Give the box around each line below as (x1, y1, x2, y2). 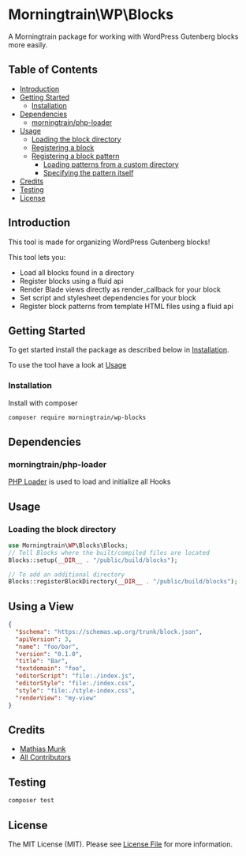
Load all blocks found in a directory (19, 267, 135, 277)
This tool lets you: (8, 252, 66, 262)
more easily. (8, 40, 48, 49)
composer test (8, 797, 55, 805)
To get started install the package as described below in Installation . (8, 345, 229, 355)
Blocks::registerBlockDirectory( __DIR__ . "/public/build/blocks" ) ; (8, 578, 238, 586)
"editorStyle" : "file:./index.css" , (15, 680, 136, 688)
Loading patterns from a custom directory (43, 160, 179, 169)
